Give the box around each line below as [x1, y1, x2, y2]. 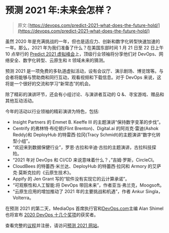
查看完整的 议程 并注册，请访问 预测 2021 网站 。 [5, 222, 102, 228]
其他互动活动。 [5, 97, 36, 103]
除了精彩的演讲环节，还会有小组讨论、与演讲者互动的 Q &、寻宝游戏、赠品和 [5, 91, 164, 97]
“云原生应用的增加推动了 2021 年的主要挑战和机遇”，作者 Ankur [12, 188, 145, 194]
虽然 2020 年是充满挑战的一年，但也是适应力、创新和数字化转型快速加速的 [5, 38, 160, 44]
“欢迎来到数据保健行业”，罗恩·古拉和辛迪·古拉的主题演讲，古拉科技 [12, 144, 152, 150]
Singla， [145, 188, 163, 194]
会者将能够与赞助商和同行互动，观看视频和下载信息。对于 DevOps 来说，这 [5, 74, 161, 80]
